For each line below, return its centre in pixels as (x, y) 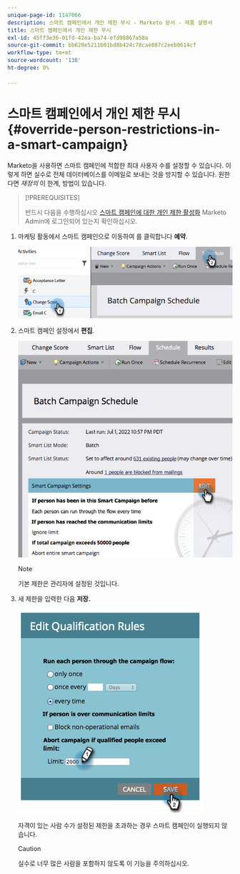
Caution (29, 848)
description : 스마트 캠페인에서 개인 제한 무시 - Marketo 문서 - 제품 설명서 (110, 22)
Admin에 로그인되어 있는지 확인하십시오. (81, 221)
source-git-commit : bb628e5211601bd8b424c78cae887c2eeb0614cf (102, 45)
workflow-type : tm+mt (40, 53)
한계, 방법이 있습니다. (77, 183)
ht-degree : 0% (29, 68)
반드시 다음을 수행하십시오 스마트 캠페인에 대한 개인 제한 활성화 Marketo (126, 212)
